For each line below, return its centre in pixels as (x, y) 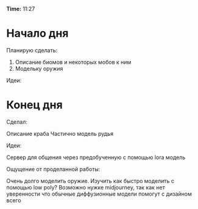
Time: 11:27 (21, 9)
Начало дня (37, 34)
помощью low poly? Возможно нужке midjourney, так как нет (86, 187)
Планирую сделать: (32, 50)
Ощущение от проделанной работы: (53, 169)
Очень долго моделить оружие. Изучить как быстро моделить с (90, 181)
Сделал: (17, 122)
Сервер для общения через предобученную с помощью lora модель (96, 157)
